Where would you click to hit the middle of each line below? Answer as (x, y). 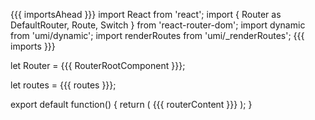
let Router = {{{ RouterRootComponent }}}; (98, 65)
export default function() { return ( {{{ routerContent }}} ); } (131, 104)
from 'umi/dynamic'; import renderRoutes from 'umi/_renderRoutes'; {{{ (157, 35)
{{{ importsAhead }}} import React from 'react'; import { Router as (146, 14)
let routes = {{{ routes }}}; (63, 85)
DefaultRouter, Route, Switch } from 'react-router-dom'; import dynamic (158, 25)
